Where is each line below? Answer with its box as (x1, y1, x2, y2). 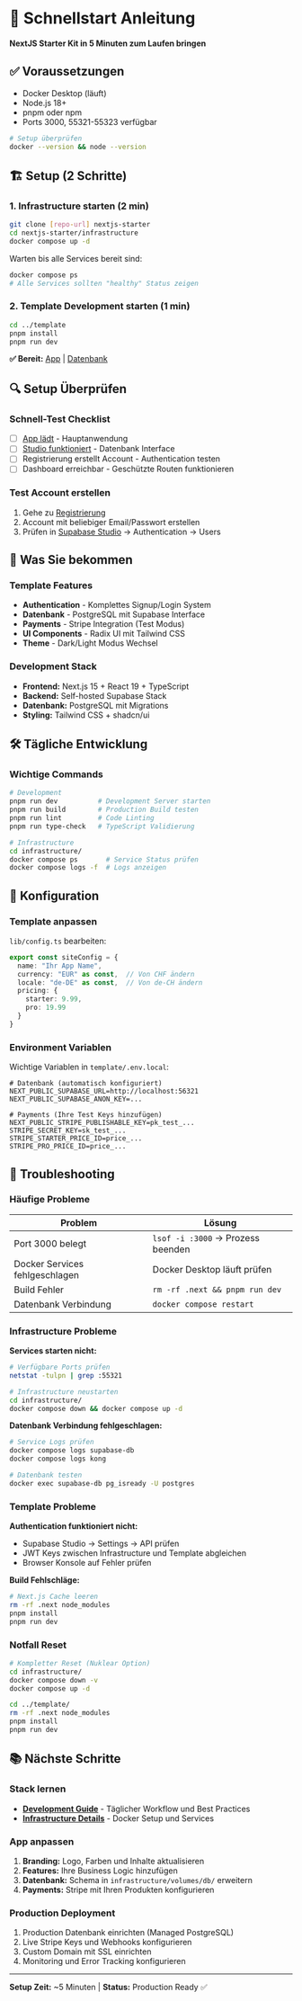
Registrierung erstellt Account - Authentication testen (22, 453, 221, 464)
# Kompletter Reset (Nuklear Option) (9, 1658, 151, 1667)
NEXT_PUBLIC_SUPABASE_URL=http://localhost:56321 (9, 1087, 200, 1096)
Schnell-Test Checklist (9, 413, 111, 425)
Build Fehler (13, 1283, 65, 1296)
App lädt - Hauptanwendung (22, 433, 129, 444)
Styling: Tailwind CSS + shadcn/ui (22, 710, 150, 720)
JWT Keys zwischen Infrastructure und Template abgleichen (22, 1548, 247, 1559)
